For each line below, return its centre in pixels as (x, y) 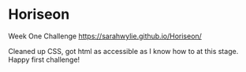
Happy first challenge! (44, 59)
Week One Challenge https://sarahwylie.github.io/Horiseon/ (105, 36)
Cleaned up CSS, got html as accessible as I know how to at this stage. (123, 51)
